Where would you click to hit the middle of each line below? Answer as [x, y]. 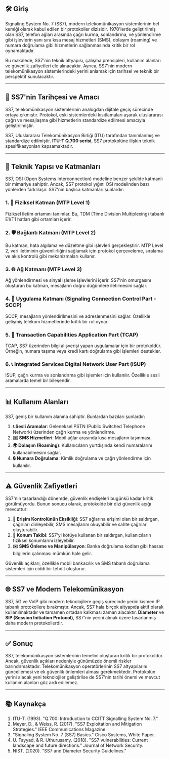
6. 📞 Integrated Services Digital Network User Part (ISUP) [76, 364]
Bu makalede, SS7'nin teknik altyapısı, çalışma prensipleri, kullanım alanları [83, 60]
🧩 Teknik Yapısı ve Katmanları [53, 167]
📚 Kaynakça [26, 704]
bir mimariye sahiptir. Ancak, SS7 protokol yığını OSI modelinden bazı [77, 184]
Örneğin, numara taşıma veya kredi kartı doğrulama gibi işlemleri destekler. [83, 351]
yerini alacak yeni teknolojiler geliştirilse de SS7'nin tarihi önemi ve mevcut [83, 677]
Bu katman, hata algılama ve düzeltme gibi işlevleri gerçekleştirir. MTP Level [84, 245]
